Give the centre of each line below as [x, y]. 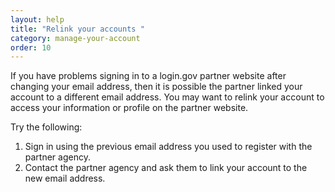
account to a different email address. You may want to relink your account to [167, 97]
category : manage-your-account [75, 38]
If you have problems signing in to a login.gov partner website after [148, 76]
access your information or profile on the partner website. [129, 108]
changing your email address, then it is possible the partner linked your [156, 87]
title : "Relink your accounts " [77, 29]
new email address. [65, 178]
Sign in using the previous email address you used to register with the [168, 147]
